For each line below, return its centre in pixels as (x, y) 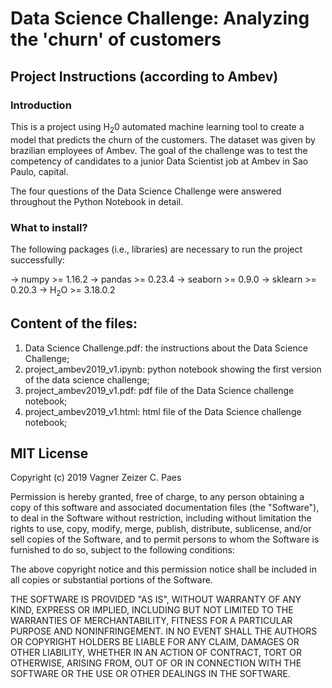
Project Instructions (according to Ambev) (144, 76)
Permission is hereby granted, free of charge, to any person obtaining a (157, 497)
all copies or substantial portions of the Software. (111, 580)
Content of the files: (74, 323)
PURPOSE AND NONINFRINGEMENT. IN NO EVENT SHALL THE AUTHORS (164, 631)
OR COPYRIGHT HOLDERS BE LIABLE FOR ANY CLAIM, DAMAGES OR (155, 642)
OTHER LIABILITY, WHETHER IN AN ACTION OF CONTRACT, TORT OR (156, 653)
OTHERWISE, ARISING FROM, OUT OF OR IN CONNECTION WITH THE (156, 663)
